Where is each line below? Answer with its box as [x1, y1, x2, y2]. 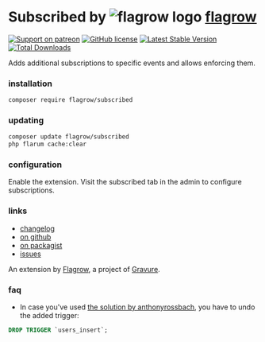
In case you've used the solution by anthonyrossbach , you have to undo [19, 302, 255, 312]
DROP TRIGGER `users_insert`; [8, 326, 109, 334]
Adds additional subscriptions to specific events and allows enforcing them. [8, 58, 256, 68]
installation [8, 78, 53, 89]
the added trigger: [19, 311, 79, 321]
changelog [19, 223, 56, 233]
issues [19, 249, 41, 258]
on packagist [19, 240, 63, 250]
